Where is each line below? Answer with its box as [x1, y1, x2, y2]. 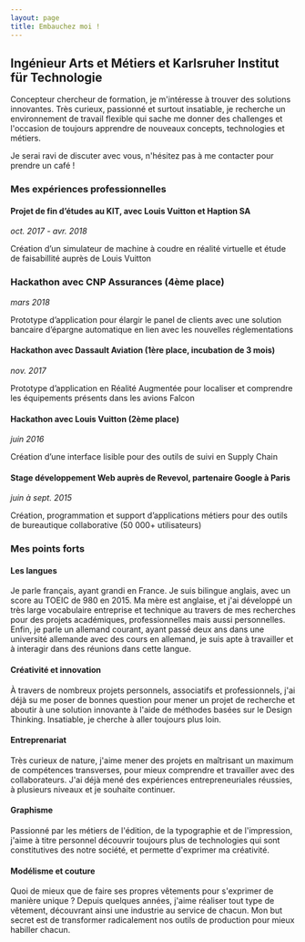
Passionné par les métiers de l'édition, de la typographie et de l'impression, [10, 825, 293, 836]
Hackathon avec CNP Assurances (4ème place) [10, 275, 225, 288]
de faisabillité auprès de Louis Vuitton [10, 253, 152, 264]
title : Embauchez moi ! [10, 22, 101, 31]
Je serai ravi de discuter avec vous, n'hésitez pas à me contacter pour [10, 150, 274, 161]
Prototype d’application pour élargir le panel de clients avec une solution [10, 314, 282, 325]
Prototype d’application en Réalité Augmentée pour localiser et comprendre [10, 382, 293, 393]
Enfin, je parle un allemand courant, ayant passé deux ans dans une [10, 624, 265, 635]
